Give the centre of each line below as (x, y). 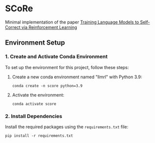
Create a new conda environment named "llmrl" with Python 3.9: (77, 77)
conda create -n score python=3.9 (47, 86)
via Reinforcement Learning (49, 27)
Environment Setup (35, 43)
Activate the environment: (38, 95)
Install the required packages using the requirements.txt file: (67, 127)
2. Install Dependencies (34, 116)
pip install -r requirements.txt (39, 136)
